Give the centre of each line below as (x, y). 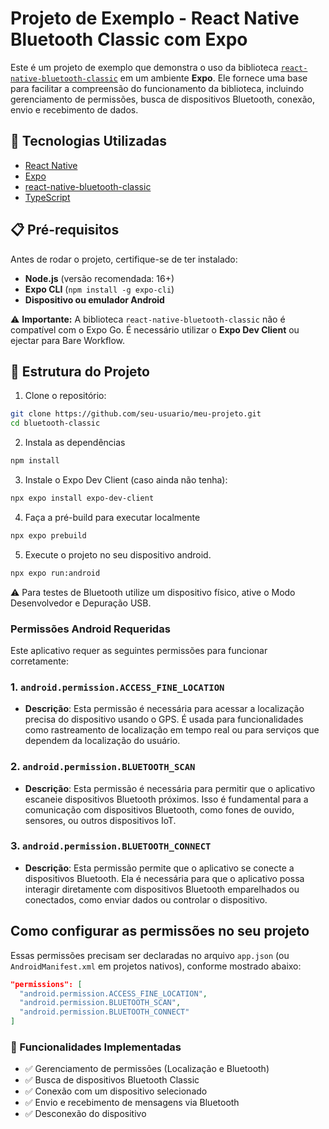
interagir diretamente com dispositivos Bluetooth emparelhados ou (162, 889)
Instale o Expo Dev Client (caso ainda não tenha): (126, 480)
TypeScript (47, 197)
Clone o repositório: (65, 396)
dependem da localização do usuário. (102, 741)
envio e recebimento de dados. (74, 109)
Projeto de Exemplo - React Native (155, 18)
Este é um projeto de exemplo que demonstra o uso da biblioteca (144, 67)
